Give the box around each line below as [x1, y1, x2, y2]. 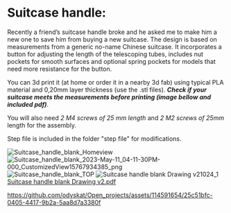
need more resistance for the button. [7, 65, 112, 73]
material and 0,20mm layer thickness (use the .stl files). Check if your [7, 85, 207, 94]
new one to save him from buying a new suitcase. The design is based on [7, 35, 217, 43]
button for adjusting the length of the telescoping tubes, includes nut [7, 50, 203, 58]
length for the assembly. [7, 121, 76, 129]
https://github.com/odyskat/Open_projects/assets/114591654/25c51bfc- [7, 191, 213, 199]
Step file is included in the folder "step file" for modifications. [7, 134, 182, 143]
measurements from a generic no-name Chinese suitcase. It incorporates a [7, 42, 222, 51]
